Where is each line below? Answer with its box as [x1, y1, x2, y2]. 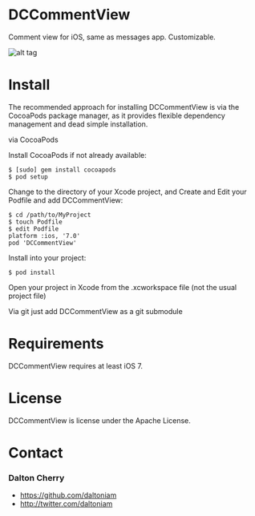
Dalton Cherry [8, 472, 65, 483]
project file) [8, 291, 47, 300]
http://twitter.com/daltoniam [19, 499, 113, 509]
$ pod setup [8, 172, 48, 181]
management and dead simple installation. [8, 119, 148, 129]
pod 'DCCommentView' [8, 239, 78, 247]
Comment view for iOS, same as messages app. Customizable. [8, 32, 217, 42]
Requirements [8, 335, 104, 353]
